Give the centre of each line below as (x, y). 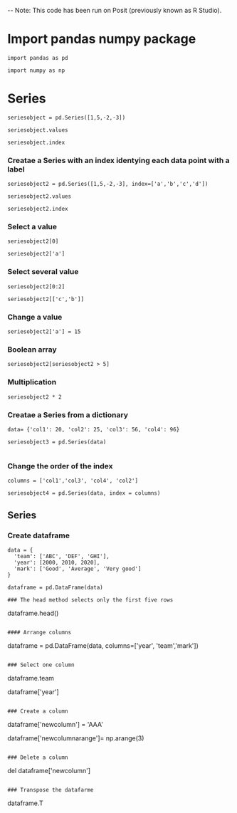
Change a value (35, 317)
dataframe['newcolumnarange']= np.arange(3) (76, 738)
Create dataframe (38, 535)
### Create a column (38, 711)
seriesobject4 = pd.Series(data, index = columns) (84, 493)
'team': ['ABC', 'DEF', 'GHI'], (62, 556)
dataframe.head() (33, 613)
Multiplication (32, 382)
